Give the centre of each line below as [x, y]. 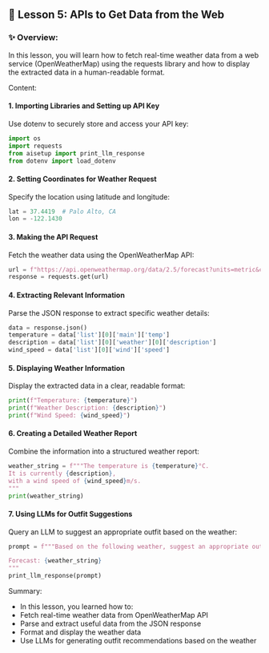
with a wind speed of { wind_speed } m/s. [75, 481]
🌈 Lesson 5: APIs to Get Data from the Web [116, 15]
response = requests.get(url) [59, 277]
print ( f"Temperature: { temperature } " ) [73, 401]
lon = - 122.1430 [35, 219]
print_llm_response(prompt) [55, 576]
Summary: [25, 591]
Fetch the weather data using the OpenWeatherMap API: [101, 255]
